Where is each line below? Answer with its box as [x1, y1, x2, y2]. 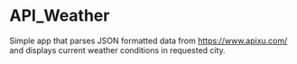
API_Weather [9, 5, 110, 26]
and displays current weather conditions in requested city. [9, 44, 226, 55]
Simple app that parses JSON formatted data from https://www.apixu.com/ [9, 35, 288, 46]
